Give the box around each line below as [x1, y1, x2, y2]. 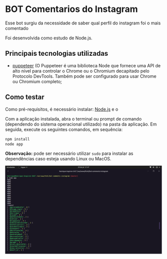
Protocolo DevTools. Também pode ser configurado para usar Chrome [12, 73, 157, 79]
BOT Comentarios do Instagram [5, 3, 138, 15]
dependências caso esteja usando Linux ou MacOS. [5, 155, 112, 161]
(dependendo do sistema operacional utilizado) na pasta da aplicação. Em [5, 121, 157, 127]
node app [5, 141, 23, 146]
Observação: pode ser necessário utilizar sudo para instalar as [5, 150, 133, 156]
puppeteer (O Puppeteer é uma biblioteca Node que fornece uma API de [12, 62, 161, 68]
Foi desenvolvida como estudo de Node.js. [5, 35, 93, 41]
